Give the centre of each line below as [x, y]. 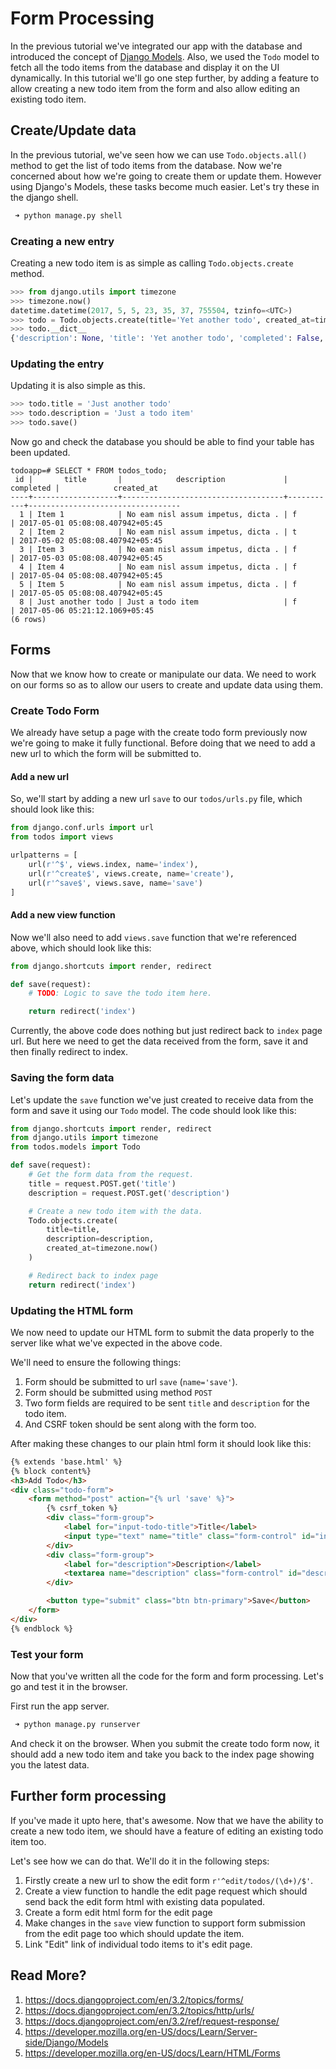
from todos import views [62, 837]
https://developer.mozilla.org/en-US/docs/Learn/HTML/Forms [152, 2053]
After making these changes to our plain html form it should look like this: [161, 1443]
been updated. [40, 453]
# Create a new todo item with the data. [115, 1211]
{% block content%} [51, 1471]
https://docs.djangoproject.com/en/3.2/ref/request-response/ [152, 2021]
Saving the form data [62, 1078]
